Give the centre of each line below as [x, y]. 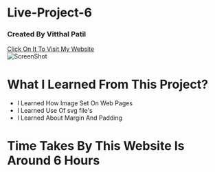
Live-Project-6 [50, 13]
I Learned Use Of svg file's [55, 111]
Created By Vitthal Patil [47, 34]
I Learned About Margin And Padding [69, 118]
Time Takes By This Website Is [96, 146]
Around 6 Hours [54, 160]
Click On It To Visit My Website [51, 49]
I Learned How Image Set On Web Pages [75, 103]
